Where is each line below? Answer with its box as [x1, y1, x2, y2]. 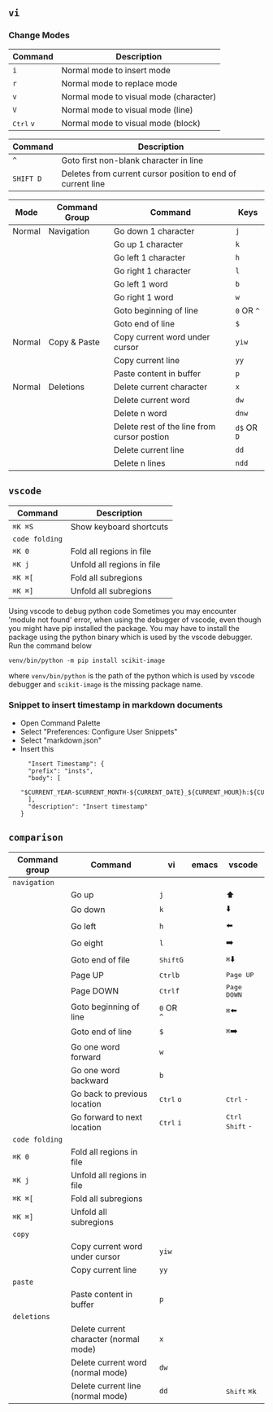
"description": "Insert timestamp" [28, 802, 149, 810]
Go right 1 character [113, 265, 191, 276]
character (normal [70, 1333, 140, 1344]
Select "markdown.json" [19, 735, 102, 745]
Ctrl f [159, 986, 180, 995]
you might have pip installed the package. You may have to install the [8, 623, 240, 633]
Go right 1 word [113, 292, 174, 303]
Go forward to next [70, 1112, 143, 1123]
